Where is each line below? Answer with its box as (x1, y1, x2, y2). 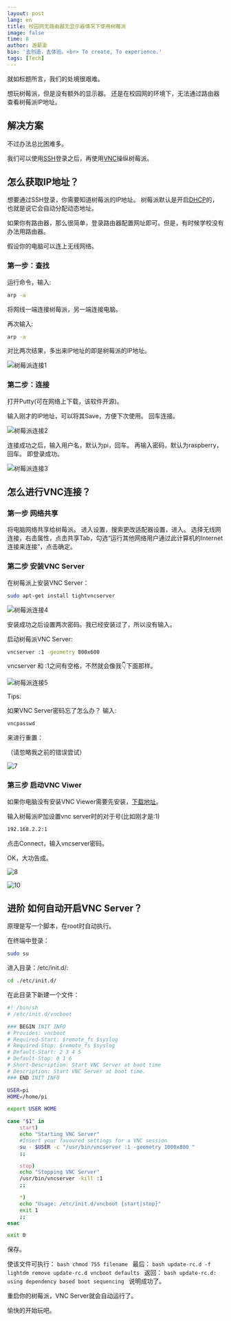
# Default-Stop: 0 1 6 (7, 1055, 72, 1062)
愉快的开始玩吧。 (7, 1307, 56, 1315)
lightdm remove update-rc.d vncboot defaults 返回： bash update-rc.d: (7, 1269, 217, 1277)
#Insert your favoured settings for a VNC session (19, 1137, 168, 1144)
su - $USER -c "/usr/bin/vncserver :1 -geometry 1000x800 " (19, 1143, 195, 1150)
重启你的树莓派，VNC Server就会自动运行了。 (7, 1291, 137, 1300)
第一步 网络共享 (7, 508, 58, 518)
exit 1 (19, 1207, 38, 1214)
